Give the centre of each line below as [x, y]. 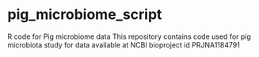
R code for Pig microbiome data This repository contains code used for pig [129, 36]
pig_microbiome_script [85, 15]
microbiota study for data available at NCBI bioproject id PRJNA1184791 [124, 44]
